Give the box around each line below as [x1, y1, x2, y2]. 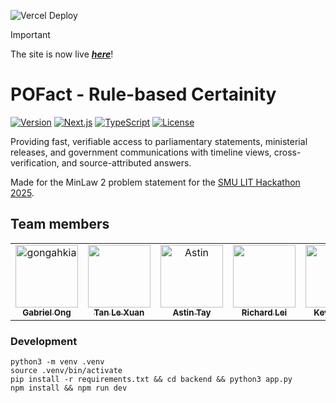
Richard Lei [241, 306, 288, 318]
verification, [10, 156, 60, 169]
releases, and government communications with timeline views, [10, 146, 272, 158]
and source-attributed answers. [61, 156, 192, 169]
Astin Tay [172, 306, 212, 318]
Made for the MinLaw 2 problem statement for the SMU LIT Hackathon [10, 176, 301, 188]
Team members [10, 216, 110, 233]
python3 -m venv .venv [10, 357, 105, 367]
